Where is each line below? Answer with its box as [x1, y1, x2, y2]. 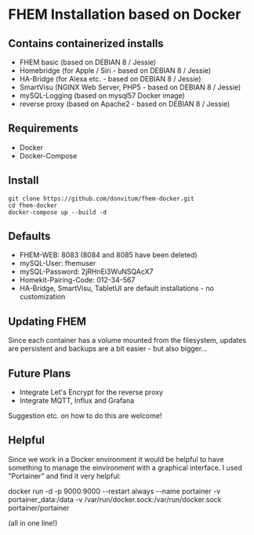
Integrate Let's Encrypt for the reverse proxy [19, 388, 163, 397]
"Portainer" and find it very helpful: [8, 471, 122, 480]
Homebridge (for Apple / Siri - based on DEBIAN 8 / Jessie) [19, 66, 212, 75]
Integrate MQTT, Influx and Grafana [19, 396, 135, 406]
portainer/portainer [8, 503, 70, 512]
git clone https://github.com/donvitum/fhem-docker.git [8, 195, 194, 202]
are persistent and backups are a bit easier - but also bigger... [8, 344, 208, 354]
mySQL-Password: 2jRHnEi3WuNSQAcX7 [19, 267, 154, 276]
